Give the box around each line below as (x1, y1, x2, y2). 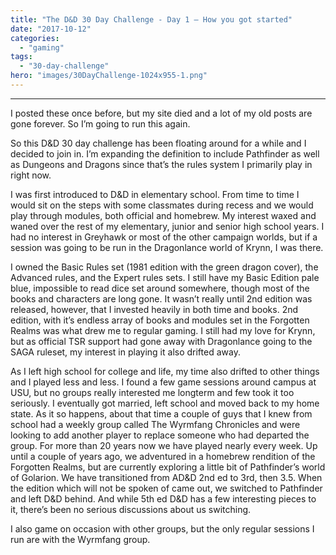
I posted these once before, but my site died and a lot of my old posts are (10, 107, 313, 119)
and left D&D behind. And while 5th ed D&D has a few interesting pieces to (10, 492, 317, 505)
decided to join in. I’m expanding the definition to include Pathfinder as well (10, 147, 320, 160)
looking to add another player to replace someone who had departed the (10, 429, 310, 441)
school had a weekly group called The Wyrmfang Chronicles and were (10, 418, 301, 430)
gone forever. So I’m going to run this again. (10, 117, 191, 130)
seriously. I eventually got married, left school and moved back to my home (10, 397, 320, 409)
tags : (10, 52, 33, 62)
